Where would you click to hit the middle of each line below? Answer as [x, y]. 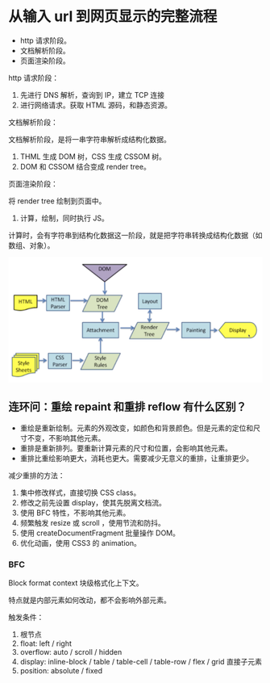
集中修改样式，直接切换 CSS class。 [80, 492]
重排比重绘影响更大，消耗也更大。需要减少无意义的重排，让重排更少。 [137, 458]
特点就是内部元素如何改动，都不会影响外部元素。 [89, 600]
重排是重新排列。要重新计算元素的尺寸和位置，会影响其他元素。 [126, 448]
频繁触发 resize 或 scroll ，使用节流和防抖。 [92, 522]
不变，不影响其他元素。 [66, 438]
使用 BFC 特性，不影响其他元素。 [75, 513]
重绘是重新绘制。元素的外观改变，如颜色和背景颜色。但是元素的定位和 [137, 428]
